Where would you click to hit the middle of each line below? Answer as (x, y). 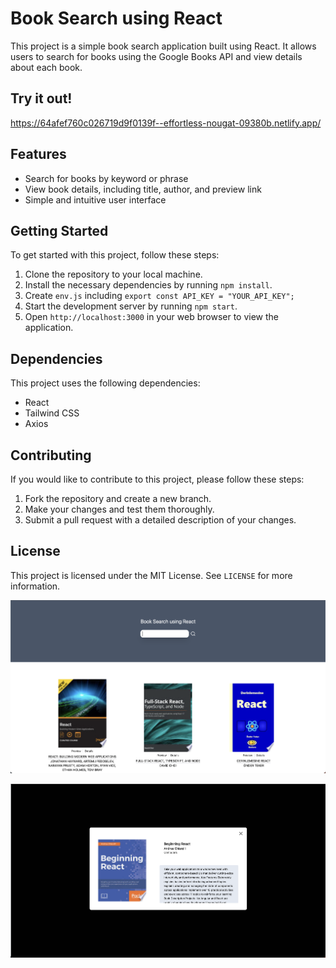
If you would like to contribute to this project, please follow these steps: (157, 479)
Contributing (51, 455)
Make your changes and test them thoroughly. (119, 509)
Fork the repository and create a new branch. (118, 498)
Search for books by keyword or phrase (106, 178)
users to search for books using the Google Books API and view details (156, 56)
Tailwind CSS (52, 413)
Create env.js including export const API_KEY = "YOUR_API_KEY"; (159, 296)
